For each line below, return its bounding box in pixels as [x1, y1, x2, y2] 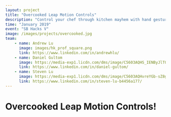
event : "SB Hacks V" [5, 27, 49, 32]
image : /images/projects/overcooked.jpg [5, 31, 93, 36]
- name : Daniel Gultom [14, 55, 63, 60]
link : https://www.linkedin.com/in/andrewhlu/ [18, 50, 120, 55]
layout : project [5, 7, 40, 13]
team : [5, 36, 17, 41]
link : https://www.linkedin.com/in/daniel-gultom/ [18, 64, 129, 69]
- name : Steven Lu [14, 69, 53, 75]
